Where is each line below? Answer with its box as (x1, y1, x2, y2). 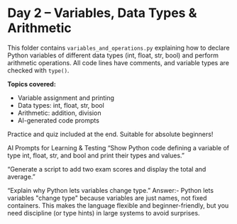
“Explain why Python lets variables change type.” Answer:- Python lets (7, 186, 214, 194)
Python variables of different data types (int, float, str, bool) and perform (7, 51, 219, 60)
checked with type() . (7, 66, 70, 74)
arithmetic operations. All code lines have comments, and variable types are (7, 58, 229, 67)
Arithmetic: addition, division (17, 108, 101, 117)
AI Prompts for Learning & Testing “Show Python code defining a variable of (7, 143, 229, 152)
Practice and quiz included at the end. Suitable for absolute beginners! (7, 130, 214, 138)
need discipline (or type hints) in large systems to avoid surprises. (7, 208, 200, 217)
